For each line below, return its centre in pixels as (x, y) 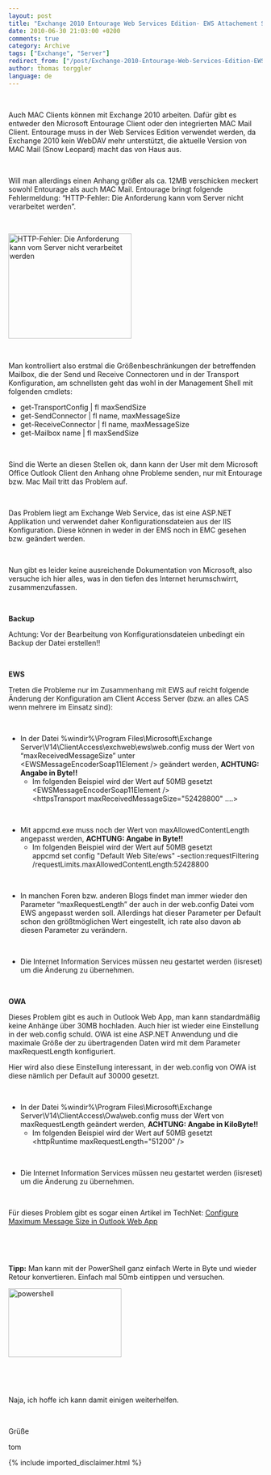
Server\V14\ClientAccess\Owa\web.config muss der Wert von (122, 1115)
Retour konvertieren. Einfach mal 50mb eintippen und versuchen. (117, 1277)
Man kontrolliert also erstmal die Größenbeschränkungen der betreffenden (132, 366)
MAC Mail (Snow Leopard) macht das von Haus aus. (95, 149)
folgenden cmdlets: (40, 391)
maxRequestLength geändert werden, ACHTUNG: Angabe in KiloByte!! (139, 1124)
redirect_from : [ (38, 61)
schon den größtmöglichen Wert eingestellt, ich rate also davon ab (131, 921)
